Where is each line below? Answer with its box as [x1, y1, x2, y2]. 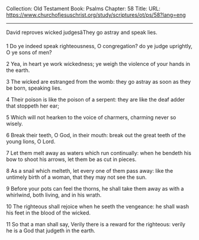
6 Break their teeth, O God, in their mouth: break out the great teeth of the [6, 132, 186, 138]
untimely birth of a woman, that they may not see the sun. [6, 173, 147, 181]
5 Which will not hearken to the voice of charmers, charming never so [6, 114, 176, 121]
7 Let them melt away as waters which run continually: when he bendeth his [6, 150, 191, 156]
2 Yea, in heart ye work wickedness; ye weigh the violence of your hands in [6, 61, 191, 67]
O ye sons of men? [6, 49, 52, 56]
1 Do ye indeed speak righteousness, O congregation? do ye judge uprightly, [6, 43, 192, 49]
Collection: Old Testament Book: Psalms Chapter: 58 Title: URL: [6, 5, 161, 12]
